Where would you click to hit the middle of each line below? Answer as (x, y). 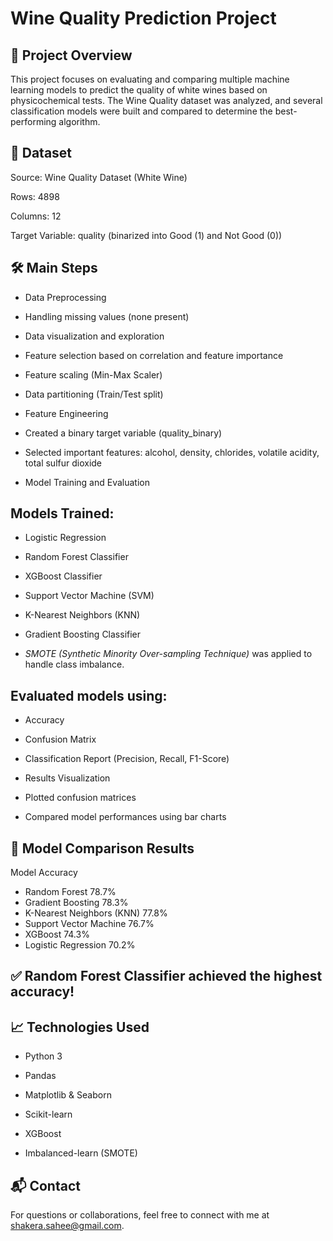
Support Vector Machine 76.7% (89, 924)
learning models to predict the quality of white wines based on (139, 90)
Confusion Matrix (60, 739)
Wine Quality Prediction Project (143, 18)
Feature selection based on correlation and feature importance (154, 355)
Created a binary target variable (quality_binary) (123, 433)
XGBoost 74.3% (57, 934)
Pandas (40, 1076)
